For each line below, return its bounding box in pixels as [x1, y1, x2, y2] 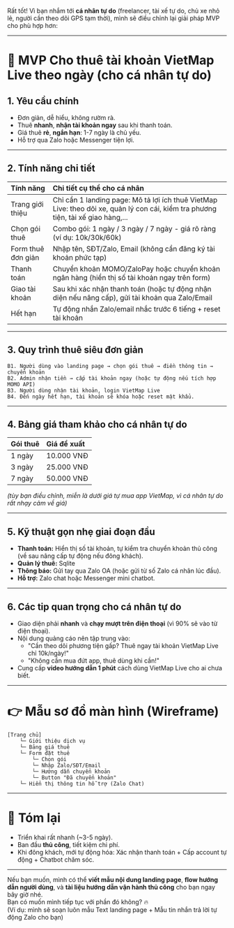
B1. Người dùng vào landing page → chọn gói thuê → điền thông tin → [7, 362, 214, 369]
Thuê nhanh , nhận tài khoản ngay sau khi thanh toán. [17, 121, 173, 129]
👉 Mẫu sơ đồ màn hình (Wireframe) [7, 704, 219, 719]
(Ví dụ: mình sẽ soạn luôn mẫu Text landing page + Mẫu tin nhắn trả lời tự [7, 905, 217, 914]
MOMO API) [7, 381, 36, 388]
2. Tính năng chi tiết [7, 163, 95, 175]
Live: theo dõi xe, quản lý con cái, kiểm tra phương [52, 203, 217, 213]
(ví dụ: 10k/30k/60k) [52, 233, 122, 242]
